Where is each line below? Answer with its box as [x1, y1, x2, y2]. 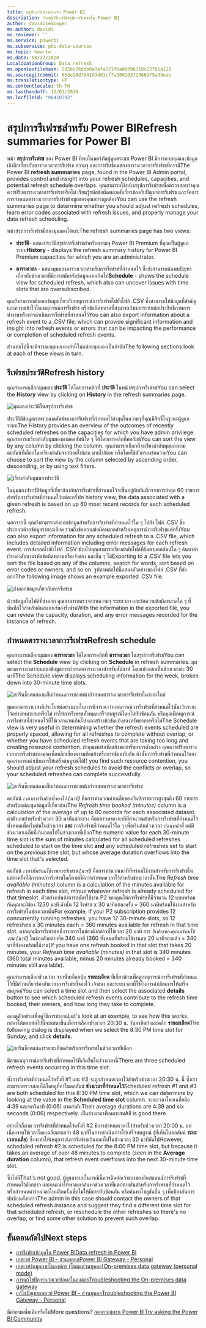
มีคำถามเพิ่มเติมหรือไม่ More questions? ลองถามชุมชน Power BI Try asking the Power [7, 1308, 198, 1316]
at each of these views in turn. [7, 349, 83, 357]
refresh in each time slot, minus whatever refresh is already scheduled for [7, 887, 193, 895]
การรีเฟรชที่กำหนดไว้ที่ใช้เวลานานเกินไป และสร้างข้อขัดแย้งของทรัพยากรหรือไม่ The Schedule [7, 717, 197, 724]
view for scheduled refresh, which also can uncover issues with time [15, 278, 189, 286]
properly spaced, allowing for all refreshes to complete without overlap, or [7, 730, 194, 738]
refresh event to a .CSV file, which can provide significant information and [7, 318, 193, 325]
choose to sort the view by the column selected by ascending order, [7, 456, 178, 463]
